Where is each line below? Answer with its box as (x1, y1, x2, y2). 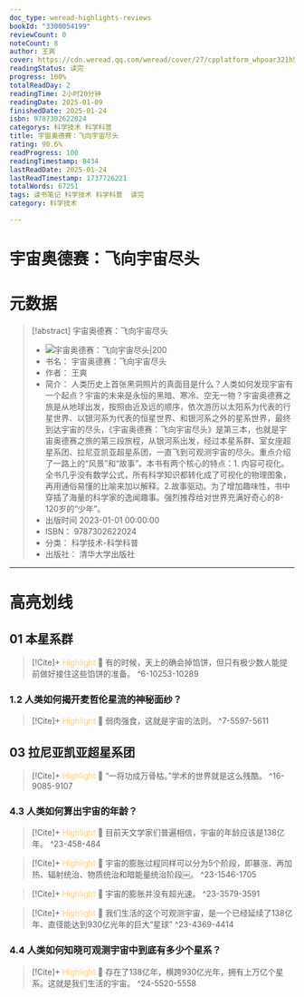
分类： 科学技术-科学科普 (44, 537, 138, 548)
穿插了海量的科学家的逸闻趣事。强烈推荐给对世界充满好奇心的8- (44, 492, 284, 503)
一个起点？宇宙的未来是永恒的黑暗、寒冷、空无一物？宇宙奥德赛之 (44, 390, 291, 400)
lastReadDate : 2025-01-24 (9, 165, 107, 174)
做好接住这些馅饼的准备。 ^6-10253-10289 (39, 669, 199, 679)
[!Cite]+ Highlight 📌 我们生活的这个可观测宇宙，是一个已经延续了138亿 (31, 908, 293, 919)
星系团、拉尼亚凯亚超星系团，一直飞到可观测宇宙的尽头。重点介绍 (44, 446, 291, 457)
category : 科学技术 (9, 199, 78, 209)
